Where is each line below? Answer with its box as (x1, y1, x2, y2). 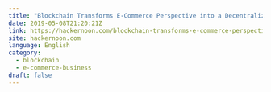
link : (8, 26, 27, 34)
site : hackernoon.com (8, 34, 81, 42)
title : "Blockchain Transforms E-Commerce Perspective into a (8, 11, 222, 20)
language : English (8, 42, 70, 50)
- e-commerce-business (15, 64, 92, 72)
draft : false (8, 71, 52, 79)
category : (8, 49, 42, 57)
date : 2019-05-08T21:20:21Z (8, 19, 103, 27)
